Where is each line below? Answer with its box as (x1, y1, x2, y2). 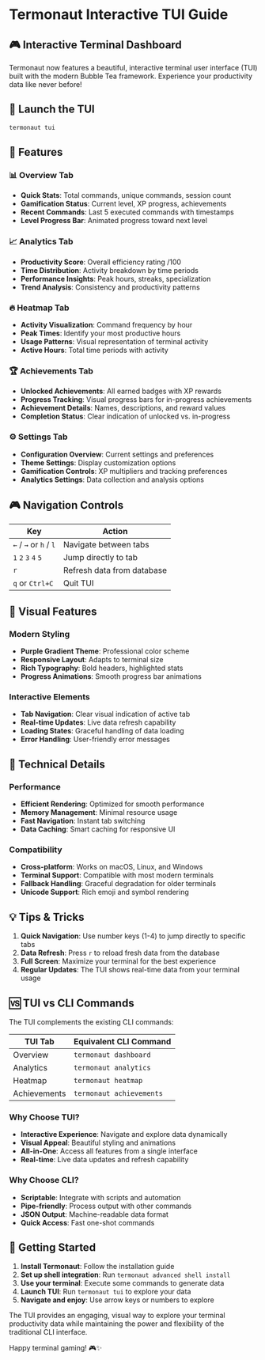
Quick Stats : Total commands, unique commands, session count (20, 191, 232, 200)
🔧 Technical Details (9, 757, 106, 771)
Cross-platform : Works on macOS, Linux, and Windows (20, 862, 203, 872)
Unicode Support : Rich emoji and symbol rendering (20, 888, 189, 897)
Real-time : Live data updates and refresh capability (20, 1155, 189, 1165)
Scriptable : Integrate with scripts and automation (20, 1192, 181, 1202)
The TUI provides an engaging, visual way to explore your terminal (9, 1311, 225, 1320)
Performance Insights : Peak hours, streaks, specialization (20, 274, 211, 283)
